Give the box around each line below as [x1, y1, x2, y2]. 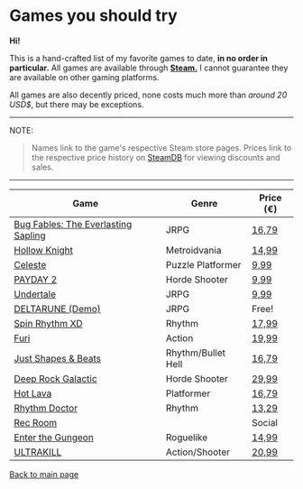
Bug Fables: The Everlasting [14, 217, 133, 230]
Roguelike [165, 430, 208, 443]
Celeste [14, 258, 47, 271]
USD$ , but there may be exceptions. [9, 98, 144, 109]
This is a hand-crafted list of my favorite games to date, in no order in [9, 52, 269, 63]
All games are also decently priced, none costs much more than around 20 [9, 89, 288, 100]
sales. [31, 161, 54, 172]
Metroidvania [165, 244, 222, 256]
